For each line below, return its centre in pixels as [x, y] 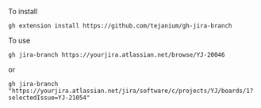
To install [23, 11]
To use [19, 40]
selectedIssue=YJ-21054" [49, 98]
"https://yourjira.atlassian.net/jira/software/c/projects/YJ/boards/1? [131, 91]
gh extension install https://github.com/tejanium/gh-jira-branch [120, 26]
